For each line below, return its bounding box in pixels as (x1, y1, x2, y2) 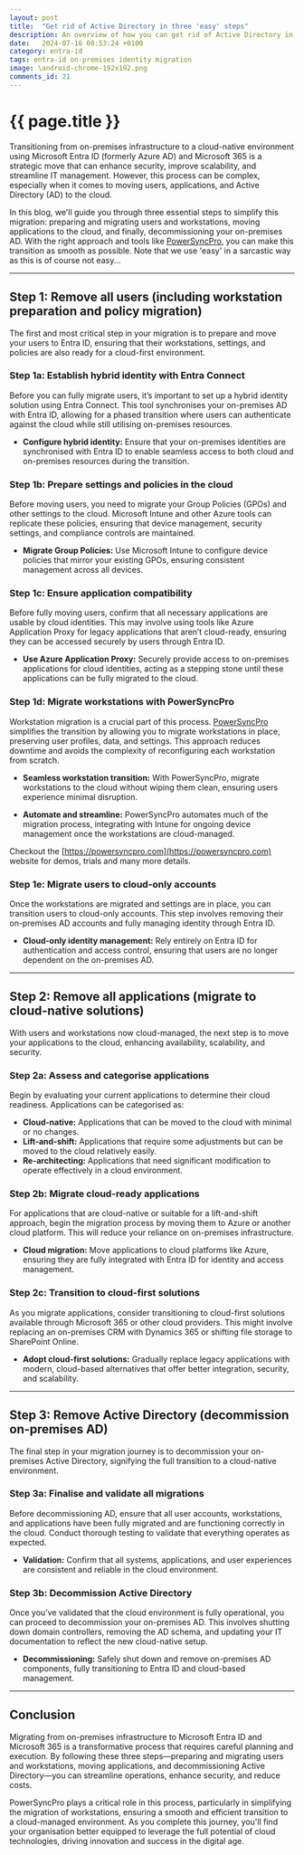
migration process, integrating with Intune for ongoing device (22, 818, 252, 829)
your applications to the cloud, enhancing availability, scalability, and (9, 1037, 265, 1048)
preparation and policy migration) (9, 304, 203, 319)
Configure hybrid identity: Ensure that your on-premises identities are (22, 436, 287, 447)
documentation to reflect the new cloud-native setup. (9, 1636, 208, 1647)
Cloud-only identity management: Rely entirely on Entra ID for (22, 935, 258, 946)
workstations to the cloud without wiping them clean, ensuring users (22, 782, 279, 793)
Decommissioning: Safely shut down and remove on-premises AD (22, 1653, 271, 1665)
